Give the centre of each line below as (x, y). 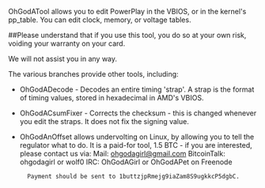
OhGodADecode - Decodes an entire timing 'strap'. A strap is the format (137, 89)
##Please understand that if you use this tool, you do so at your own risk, (127, 35)
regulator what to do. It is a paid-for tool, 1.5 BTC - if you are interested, (136, 145)
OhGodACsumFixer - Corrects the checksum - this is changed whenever (138, 113)
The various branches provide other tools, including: (94, 74)
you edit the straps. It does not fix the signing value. (104, 121)
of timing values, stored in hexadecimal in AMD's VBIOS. (112, 98)
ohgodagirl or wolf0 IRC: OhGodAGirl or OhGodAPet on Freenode (126, 162)
